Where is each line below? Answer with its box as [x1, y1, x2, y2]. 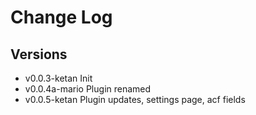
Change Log [10, 6, 113, 29]
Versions [10, 46, 68, 63]
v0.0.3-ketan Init [24, 72, 93, 84]
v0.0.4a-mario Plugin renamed [24, 83, 152, 95]
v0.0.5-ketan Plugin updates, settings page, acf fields [24, 94, 246, 105]
